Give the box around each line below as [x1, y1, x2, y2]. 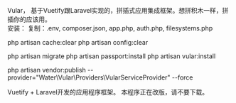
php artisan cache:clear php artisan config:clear [7, 38, 149, 46]
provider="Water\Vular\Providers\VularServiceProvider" [7, 73, 171, 82]
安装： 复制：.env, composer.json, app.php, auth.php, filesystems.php [7, 24, 213, 32]
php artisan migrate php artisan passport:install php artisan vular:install [7, 52, 216, 60]
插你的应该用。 [7, 15, 51, 23]
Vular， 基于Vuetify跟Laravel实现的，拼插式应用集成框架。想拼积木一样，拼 [7, 6, 229, 14]
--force [171, 73, 193, 82]
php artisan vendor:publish [7, 66, 87, 74]
